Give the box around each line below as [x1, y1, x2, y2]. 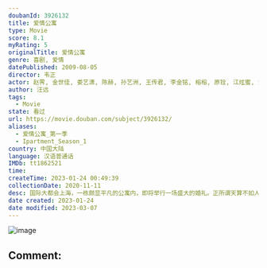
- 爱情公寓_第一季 [15, 130, 68, 138]
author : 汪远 [8, 85, 49, 94]
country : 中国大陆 [8, 145, 65, 153]
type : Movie [8, 26, 48, 34]
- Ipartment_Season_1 [15, 137, 87, 146]
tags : [8, 93, 26, 101]
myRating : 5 [8, 41, 48, 49]
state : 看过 [8, 108, 45, 116]
